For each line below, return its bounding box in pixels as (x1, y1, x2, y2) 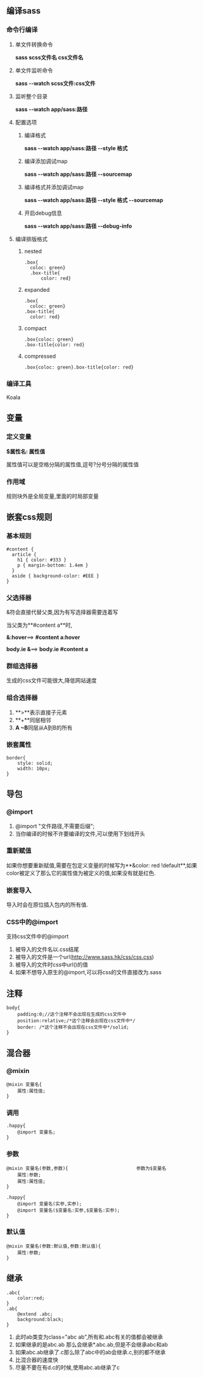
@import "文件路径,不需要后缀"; (15, 822, 95, 829)
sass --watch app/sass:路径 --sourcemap (24, 170, 132, 178)
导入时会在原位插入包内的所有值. (6, 901, 88, 908)
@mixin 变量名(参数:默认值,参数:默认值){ (6, 1243, 101, 1249)
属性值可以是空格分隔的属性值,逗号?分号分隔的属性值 (6, 460, 139, 468)
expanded (24, 286, 50, 293)
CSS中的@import (6, 918, 59, 927)
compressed (24, 352, 56, 360)
